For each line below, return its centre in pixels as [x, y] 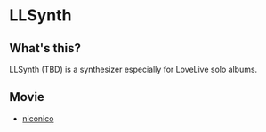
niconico [38, 118]
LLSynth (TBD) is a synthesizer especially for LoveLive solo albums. [133, 69]
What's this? [45, 48]
